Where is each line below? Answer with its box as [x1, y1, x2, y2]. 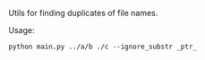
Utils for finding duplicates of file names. [8, 8, 158, 18]
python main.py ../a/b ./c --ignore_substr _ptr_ [8, 42, 198, 51]
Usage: [8, 25, 35, 35]
